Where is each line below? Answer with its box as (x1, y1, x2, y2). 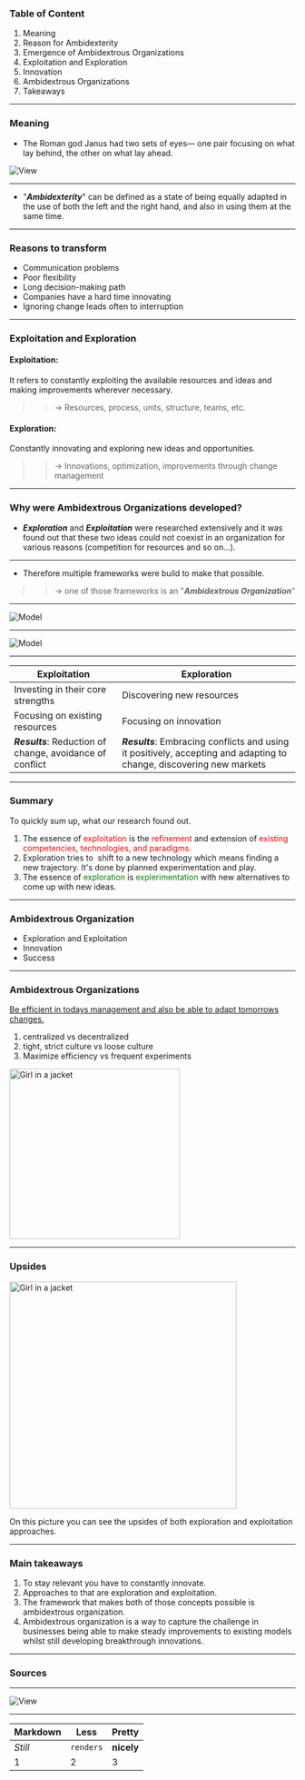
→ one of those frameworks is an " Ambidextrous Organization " (54, 585, 296, 596)
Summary (9, 794, 54, 807)
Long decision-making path (22, 281, 126, 293)
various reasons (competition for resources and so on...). (22, 542, 236, 552)
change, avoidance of (14, 746, 107, 759)
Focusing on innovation (122, 714, 221, 727)
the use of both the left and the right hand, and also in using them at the (22, 201, 291, 212)
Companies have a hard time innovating (22, 291, 172, 302)
